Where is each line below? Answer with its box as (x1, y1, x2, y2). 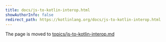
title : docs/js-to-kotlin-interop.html (5, 7, 90, 13)
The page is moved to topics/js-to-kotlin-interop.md (5, 31, 115, 37)
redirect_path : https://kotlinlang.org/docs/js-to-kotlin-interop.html (5, 17, 161, 22)
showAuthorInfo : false (5, 12, 54, 17)
